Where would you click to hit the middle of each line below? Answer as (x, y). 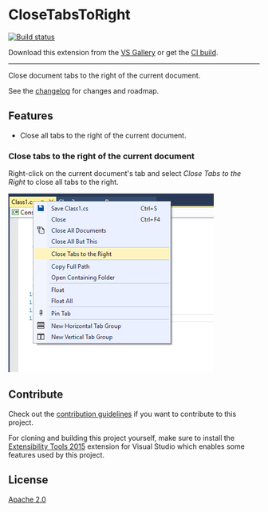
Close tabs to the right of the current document (102, 156)
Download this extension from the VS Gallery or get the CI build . (113, 52)
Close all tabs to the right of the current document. (103, 135)
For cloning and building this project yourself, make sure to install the (122, 438)
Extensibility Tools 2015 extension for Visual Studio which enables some (126, 446)
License (28, 480)
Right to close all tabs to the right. (63, 182)
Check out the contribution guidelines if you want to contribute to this (122, 414)
